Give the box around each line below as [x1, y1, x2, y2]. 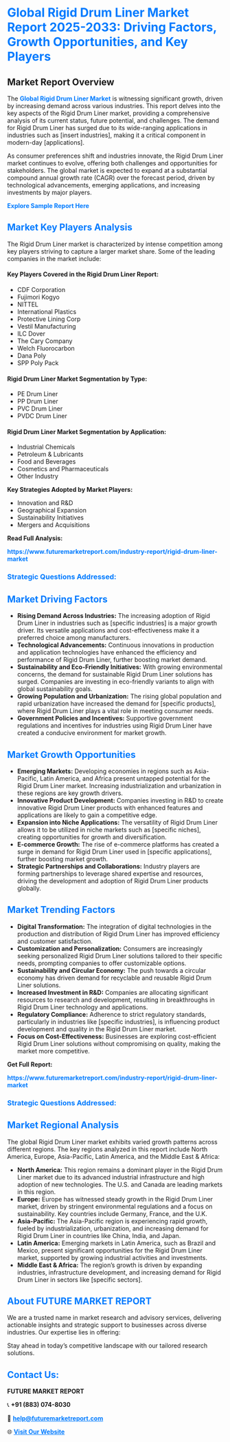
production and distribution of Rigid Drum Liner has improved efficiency [16, 929, 220, 938]
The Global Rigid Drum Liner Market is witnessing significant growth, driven [7, 94, 223, 103]
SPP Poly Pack [16, 359, 59, 367]
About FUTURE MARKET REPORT [7, 1295, 152, 1307]
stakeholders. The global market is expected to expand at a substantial [7, 167, 207, 174]
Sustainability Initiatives [16, 513, 84, 522]
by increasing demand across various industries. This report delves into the [7, 102, 221, 110]
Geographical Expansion [16, 506, 87, 515]
